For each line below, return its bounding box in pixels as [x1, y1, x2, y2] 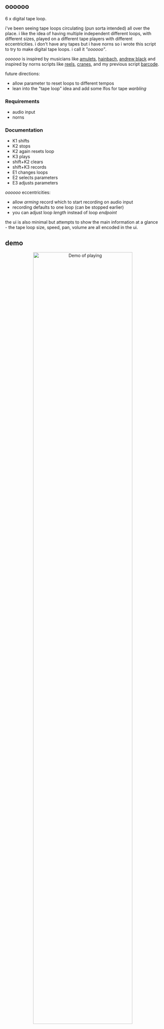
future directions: [5, 70, 40, 77]
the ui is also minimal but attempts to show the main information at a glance [5, 219, 159, 225]
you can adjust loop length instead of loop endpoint [12, 210, 117, 216]
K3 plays [12, 154, 31, 160]
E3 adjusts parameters [12, 180, 58, 186]
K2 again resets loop [12, 148, 54, 154]
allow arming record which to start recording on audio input [12, 199, 133, 205]
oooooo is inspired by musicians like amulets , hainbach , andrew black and [5, 55, 156, 62]
